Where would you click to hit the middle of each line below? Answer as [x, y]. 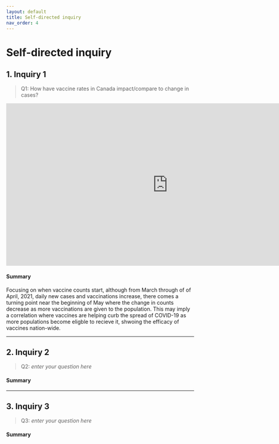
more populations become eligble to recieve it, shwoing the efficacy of [93, 321]
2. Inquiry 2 [28, 352]
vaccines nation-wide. [33, 328]
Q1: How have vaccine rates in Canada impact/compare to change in [105, 89]
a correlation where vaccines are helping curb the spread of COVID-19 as [96, 315]
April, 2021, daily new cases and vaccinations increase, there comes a [92, 296]
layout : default [26, 12]
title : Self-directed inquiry [44, 17]
